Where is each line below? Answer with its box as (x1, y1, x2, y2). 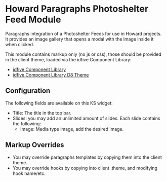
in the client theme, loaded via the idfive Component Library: (5, 56, 132, 62)
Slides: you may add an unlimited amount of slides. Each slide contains (12, 115, 160, 121)
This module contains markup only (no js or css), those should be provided (5, 51, 162, 57)
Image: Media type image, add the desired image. (20, 126, 124, 132)
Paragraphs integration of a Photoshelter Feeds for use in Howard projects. (5, 30, 162, 37)
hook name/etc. (12, 170, 46, 176)
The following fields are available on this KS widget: (5, 100, 113, 106)
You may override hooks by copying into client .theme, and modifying (12, 165, 158, 171)
